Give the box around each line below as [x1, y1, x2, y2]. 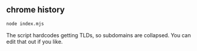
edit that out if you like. [6, 38, 63, 45]
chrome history [6, 5, 65, 15]
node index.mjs [6, 20, 44, 26]
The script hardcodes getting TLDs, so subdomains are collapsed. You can [6, 31, 191, 38]
